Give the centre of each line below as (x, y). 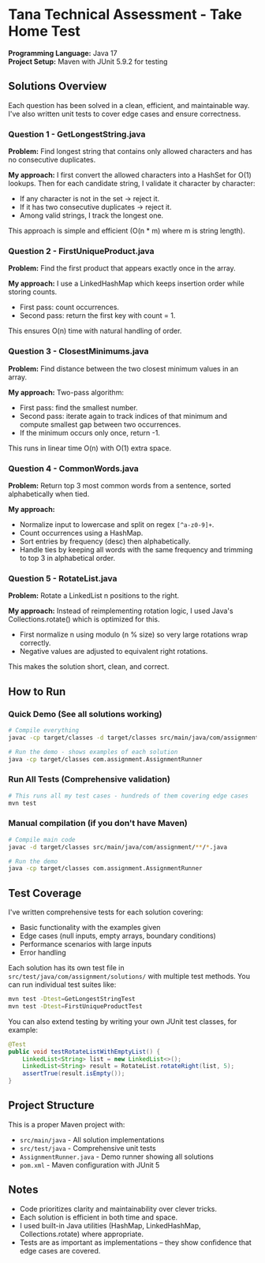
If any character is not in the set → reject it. (90, 199)
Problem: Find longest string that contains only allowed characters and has (130, 151)
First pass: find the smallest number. (78, 407)
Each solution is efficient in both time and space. (99, 1217)
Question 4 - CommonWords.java (74, 469)
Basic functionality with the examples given (90, 928)
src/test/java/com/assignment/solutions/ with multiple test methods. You (129, 977)
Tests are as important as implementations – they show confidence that (136, 1242)
